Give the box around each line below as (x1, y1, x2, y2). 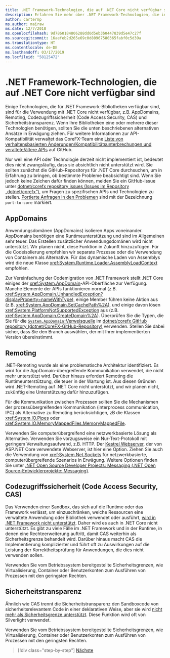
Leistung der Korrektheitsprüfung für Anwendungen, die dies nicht (5, 547, 144, 553)
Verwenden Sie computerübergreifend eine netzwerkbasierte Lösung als (5, 430, 157, 436)
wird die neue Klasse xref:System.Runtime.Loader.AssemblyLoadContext (5, 260, 158, 266)
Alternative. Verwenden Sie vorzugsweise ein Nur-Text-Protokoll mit (5, 435, 147, 442)
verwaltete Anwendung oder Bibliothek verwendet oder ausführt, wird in (5, 514, 156, 520)
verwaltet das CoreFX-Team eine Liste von (34, 136, 124, 142)
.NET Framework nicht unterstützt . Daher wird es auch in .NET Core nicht (5, 519, 158, 526)
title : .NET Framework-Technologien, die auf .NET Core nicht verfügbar (5, 7, 162, 13)
